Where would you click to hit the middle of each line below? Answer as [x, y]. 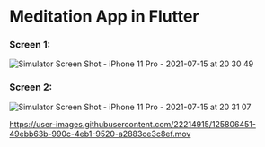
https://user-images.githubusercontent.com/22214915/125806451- [132, 124]
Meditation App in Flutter [104, 17]
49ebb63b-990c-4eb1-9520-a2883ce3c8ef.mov [100, 134]
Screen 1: [30, 45]
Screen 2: [31, 87]
